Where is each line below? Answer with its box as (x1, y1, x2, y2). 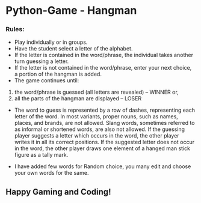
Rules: (5, 25, 25, 34)
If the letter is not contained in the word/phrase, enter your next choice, (14, 64, 192, 71)
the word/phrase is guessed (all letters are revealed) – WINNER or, (14, 88, 179, 96)
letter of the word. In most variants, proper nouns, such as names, (14, 113, 178, 120)
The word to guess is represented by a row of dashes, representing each (14, 106, 196, 114)
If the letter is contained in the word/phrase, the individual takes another (14, 52, 194, 59)
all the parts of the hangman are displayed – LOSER (14, 95, 142, 102)
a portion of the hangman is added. (14, 70, 102, 78)
